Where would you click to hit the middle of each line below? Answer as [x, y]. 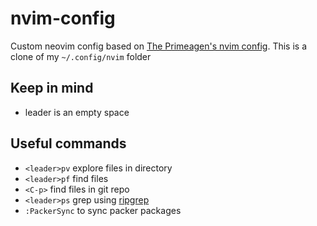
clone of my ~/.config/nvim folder [81, 56]
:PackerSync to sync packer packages [103, 210]
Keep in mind [52, 88]
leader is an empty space [77, 112]
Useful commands [68, 143]
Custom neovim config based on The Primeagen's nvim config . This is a [159, 46]
